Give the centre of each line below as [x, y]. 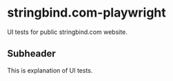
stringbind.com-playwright [87, 13]
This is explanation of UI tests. [50, 70]
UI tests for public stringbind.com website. [67, 32]
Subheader [32, 54]
